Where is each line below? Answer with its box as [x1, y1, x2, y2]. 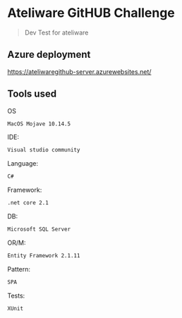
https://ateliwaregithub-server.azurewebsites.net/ [7, 67, 152, 75]
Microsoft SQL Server [7, 226, 71, 233]
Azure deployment [7, 49, 91, 61]
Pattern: [7, 264, 30, 273]
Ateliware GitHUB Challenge [7, 5, 175, 21]
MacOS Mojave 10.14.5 [7, 120, 71, 128]
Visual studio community [7, 147, 80, 154]
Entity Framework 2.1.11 [7, 252, 80, 259]
